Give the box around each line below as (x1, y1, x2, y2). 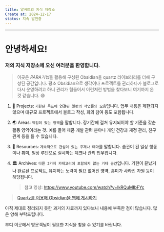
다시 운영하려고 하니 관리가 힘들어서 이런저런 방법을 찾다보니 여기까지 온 (17, 86, 154, 92)
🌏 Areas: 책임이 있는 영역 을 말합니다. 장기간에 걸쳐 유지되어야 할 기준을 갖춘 (12, 119, 156, 125)
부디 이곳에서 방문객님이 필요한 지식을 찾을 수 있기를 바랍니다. (5, 221, 123, 228)
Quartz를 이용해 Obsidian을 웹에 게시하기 (17, 194, 97, 201)
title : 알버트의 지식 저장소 (5, 7, 55, 12)
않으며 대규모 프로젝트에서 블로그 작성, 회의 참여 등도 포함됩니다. (12, 109, 135, 115)
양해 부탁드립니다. (10, 211, 44, 217)
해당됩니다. (12, 174, 34, 180)
